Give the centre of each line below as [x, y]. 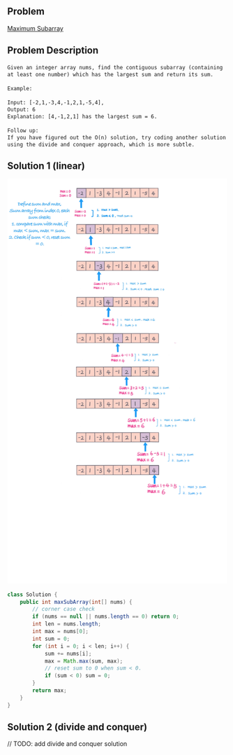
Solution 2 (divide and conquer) [77, 727]
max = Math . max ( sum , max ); [84, 661]
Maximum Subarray [36, 28]
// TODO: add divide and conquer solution [67, 744]
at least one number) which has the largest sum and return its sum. [111, 74]
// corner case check [64, 609]
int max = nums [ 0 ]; [61, 632]
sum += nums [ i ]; [68, 653]
